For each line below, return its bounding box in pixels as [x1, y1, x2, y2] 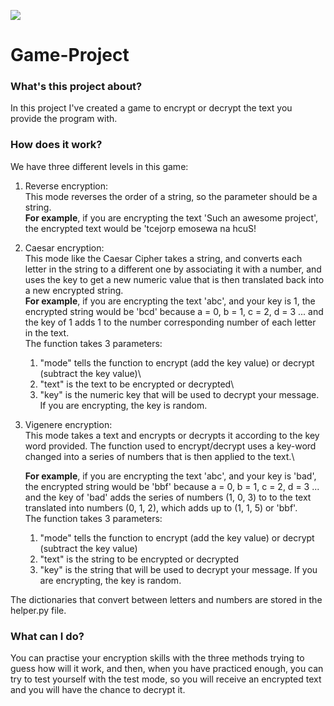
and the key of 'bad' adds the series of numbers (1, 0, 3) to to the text [24, 491, 312, 503]
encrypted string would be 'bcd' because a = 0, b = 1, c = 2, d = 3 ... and [24, 305, 324, 317]
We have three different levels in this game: [10, 160, 189, 172]
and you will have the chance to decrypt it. [10, 684, 186, 696]
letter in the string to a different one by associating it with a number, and [24, 263, 322, 275]
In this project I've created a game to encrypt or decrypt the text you [10, 102, 293, 114]
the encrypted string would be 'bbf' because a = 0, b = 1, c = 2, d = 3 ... [24, 480, 320, 492]
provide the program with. [10, 113, 118, 125]
